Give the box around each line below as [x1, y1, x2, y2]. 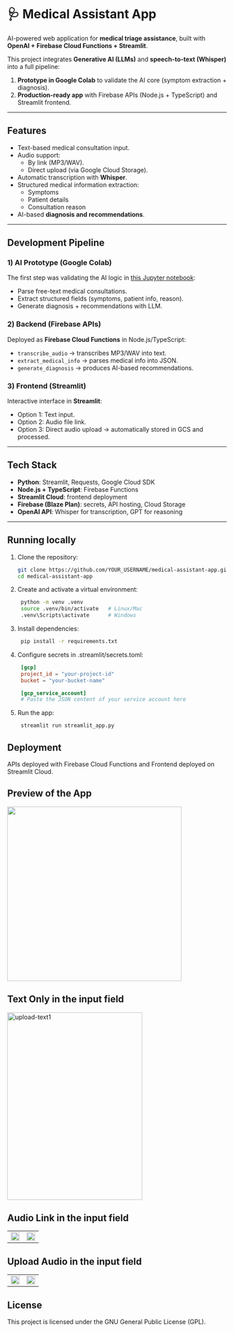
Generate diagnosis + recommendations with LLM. [17, 302, 163, 310]
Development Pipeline [7, 237, 105, 249]
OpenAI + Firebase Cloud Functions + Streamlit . [7, 41, 148, 50]
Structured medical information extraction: [17, 180, 139, 189]
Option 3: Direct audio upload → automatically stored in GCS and [17, 425, 203, 434]
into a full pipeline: [7, 62, 61, 70]
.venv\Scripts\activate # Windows [20, 612, 136, 619]
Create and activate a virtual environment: [17, 585, 138, 594]
